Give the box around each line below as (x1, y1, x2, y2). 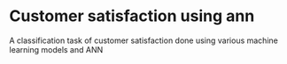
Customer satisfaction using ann (9, 6, 255, 26)
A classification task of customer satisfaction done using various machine (9, 35, 279, 46)
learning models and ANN (9, 44, 104, 54)
